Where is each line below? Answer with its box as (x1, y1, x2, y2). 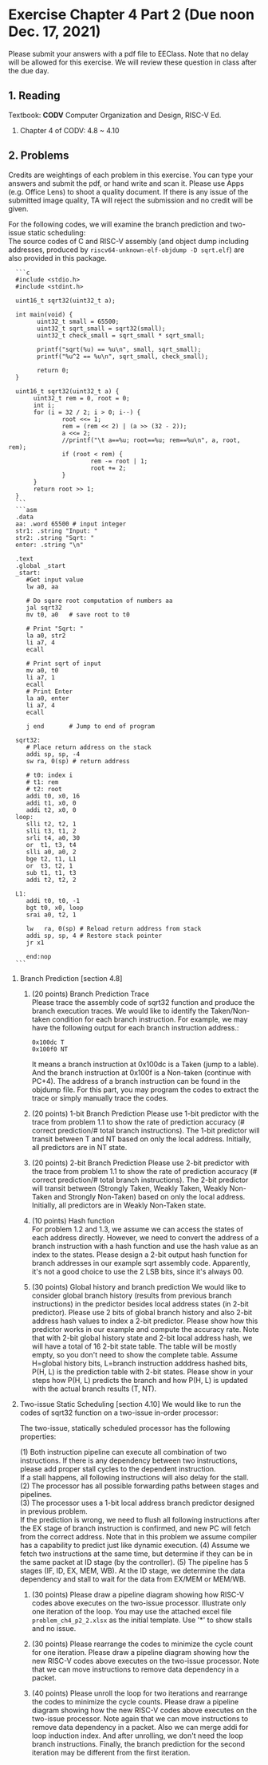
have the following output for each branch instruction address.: (31, 1022, 239, 1032)
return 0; (37, 366, 69, 374)
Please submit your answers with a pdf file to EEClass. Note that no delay (8, 49, 249, 58)
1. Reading (8, 89, 61, 103)
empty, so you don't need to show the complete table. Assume (31, 1349, 238, 1359)
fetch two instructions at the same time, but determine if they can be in (19, 1549, 253, 1558)
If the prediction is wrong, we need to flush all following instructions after (19, 1515, 260, 1524)
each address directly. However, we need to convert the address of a (31, 1232, 259, 1242)
